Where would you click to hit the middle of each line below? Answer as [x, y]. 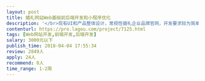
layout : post [23, 12]
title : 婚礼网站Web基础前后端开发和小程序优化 [59, 18]
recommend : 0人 [25, 63]
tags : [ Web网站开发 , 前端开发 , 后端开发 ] [51, 35]
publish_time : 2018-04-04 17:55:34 [52, 46]
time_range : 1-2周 [29, 69]
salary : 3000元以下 [30, 40]
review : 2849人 [25, 52]
